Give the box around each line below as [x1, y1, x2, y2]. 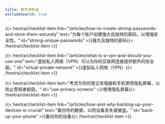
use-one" [5, 58, 25, 64]
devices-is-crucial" [5, 107, 44, 113]
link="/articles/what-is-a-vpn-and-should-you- [57, 52, 153, 58]
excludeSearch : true [5, 12, 48, 17]
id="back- [133, 107, 154, 113]
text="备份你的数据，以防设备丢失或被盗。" [45, 107, 133, 113]
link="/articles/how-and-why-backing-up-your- [57, 101, 154, 107]
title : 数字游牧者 [5, 7, 39, 12]
